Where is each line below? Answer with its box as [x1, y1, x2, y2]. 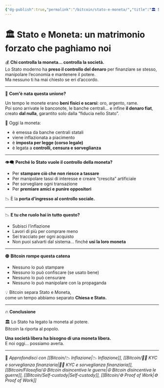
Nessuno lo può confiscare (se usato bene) [12, 269, 99, 275]
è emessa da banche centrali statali [12, 129, 84, 135]
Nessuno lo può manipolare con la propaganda [12, 280, 106, 286]
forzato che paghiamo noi [5, 42, 111, 54]
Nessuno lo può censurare [12, 274, 66, 280]
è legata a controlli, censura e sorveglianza [12, 145, 102, 151]
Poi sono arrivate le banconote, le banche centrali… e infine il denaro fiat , [5, 105, 153, 111]
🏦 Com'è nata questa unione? [5, 91, 66, 97]
